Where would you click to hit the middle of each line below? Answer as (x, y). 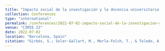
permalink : (16, 23)
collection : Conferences (30, 14)
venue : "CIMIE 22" (24, 28)
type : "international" (28, 18)
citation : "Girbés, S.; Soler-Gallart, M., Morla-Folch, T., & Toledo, (80, 41)
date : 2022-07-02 (23, 32)
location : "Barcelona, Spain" (36, 37)
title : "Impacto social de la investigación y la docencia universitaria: (83, 9)
